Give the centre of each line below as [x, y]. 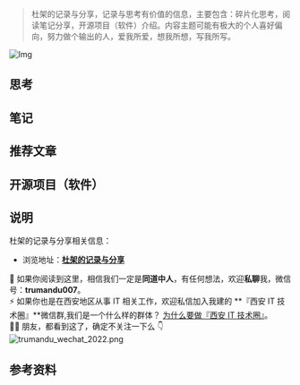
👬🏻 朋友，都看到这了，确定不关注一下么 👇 [86, 327]
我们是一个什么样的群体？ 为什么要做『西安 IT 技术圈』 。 [170, 315]
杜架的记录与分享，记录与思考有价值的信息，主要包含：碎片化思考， [157, 14]
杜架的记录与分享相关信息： [60, 241]
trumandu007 [51, 290]
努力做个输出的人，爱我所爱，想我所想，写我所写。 [141, 36]
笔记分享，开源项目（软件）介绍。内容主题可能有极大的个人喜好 [157, 25]
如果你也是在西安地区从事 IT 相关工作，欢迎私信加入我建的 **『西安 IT [146, 301]
